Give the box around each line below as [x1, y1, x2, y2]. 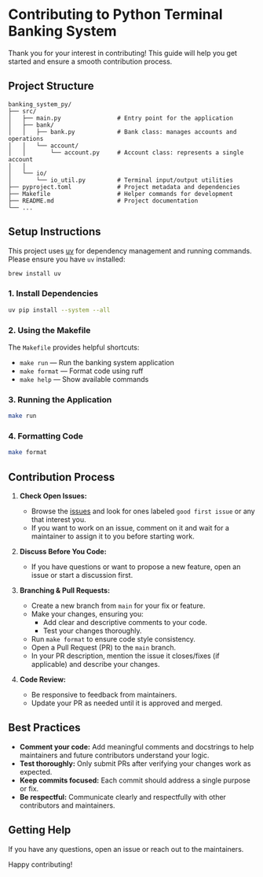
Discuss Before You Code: [19, 547, 108, 557]
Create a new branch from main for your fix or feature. [31, 601, 206, 611]
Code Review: [19, 675, 67, 684]
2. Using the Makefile [8, 324, 91, 335]
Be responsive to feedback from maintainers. [31, 690, 177, 700]
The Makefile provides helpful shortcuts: [8, 342, 140, 352]
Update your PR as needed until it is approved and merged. [31, 698, 223, 708]
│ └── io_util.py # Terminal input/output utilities [8, 176, 234, 184]
